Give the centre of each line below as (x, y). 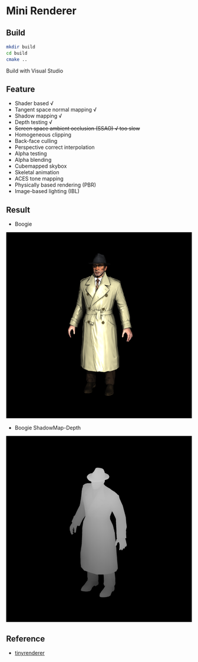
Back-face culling (36, 141)
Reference (26, 639)
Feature (21, 89)
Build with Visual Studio (35, 71)
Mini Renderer (41, 11)
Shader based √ (34, 103)
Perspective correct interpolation (55, 147)
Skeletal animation (37, 172)
